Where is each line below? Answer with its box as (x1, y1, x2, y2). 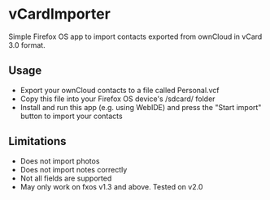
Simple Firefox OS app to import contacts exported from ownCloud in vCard (8, 32, 263, 41)
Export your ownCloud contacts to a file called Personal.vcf (20, 85, 220, 95)
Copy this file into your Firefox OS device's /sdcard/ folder (20, 94, 216, 104)
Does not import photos (20, 155, 100, 166)
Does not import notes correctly (20, 164, 128, 174)
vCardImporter (8, 5, 111, 23)
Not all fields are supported (20, 173, 112, 183)
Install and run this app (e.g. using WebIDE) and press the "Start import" (20, 102, 262, 112)
